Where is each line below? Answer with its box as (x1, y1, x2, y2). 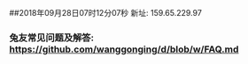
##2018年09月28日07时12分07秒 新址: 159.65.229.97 (9, 8, 202, 18)
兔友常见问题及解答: (9, 32, 95, 44)
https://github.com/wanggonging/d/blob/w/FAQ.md (9, 43, 239, 55)
